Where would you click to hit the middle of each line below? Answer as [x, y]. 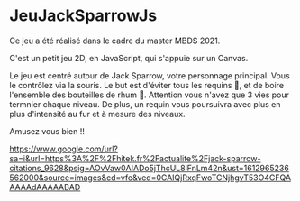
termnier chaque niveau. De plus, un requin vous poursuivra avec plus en [145, 104]
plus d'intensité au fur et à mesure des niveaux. [98, 114]
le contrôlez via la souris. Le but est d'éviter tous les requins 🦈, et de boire [147, 85]
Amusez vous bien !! [47, 131]
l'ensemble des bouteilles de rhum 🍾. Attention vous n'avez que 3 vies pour [150, 95]
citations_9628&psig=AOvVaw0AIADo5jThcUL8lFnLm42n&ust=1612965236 [150, 168]
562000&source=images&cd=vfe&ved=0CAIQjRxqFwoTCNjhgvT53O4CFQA [150, 178]
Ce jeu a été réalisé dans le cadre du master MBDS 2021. [115, 41]
